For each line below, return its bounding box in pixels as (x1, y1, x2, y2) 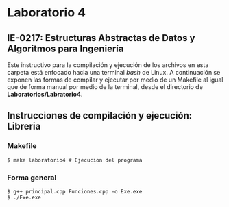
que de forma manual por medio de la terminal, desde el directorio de (7, 83, 204, 90)
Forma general (7, 173, 57, 182)
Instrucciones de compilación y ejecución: (7, 110, 193, 121)
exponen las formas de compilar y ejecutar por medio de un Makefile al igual (7, 75, 224, 84)
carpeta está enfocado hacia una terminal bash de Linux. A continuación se (7, 69, 221, 76)
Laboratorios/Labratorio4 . (7, 90, 83, 98)
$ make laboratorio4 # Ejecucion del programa (7, 156, 143, 164)
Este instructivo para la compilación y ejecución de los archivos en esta (7, 61, 209, 69)
